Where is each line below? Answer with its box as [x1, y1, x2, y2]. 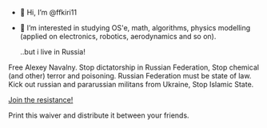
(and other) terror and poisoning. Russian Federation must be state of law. [8, 71, 252, 80]
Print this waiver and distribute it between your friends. [8, 110, 189, 120]
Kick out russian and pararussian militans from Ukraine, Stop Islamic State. [8, 80, 254, 89]
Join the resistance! [8, 95, 74, 104]
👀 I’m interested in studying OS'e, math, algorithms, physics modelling [19, 23, 251, 32]
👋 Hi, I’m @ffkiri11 [19, 8, 78, 17]
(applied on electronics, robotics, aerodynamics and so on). [19, 32, 217, 41]
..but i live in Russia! [19, 47, 86, 56]
